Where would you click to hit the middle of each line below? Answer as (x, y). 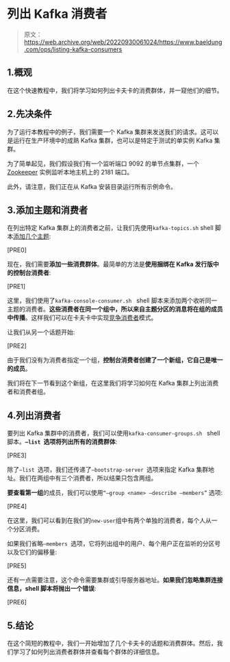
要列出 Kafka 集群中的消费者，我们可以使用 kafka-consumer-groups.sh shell (114, 433)
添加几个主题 (31, 236)
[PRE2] (17, 346)
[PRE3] (17, 455)
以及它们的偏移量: (32, 552)
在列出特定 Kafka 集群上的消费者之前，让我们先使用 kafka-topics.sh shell (110, 228)
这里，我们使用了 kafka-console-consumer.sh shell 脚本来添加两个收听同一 (112, 301)
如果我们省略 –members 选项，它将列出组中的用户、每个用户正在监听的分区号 (114, 544)
